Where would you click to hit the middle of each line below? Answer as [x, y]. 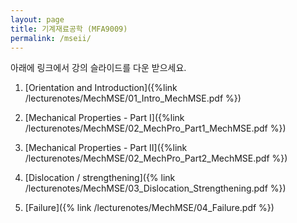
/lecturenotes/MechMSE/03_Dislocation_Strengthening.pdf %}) [155, 188]
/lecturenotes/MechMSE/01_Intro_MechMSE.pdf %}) [133, 98]
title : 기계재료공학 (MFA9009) [69, 29]
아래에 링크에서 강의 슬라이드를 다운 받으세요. [98, 68]
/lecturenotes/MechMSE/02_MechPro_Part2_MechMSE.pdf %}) [156, 158]
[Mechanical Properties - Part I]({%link [104, 118]
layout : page [37, 19]
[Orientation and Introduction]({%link [101, 88]
